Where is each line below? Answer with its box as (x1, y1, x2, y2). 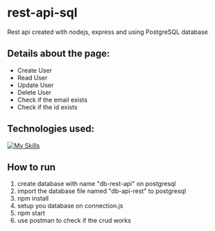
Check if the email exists (17, 95, 88, 104)
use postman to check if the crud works (17, 216, 132, 225)
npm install (17, 194, 49, 203)
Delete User (17, 88, 52, 96)
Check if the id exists (17, 102, 78, 111)
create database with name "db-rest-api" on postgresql (17, 180, 176, 188)
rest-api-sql (7, 5, 78, 21)
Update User (17, 81, 54, 89)
